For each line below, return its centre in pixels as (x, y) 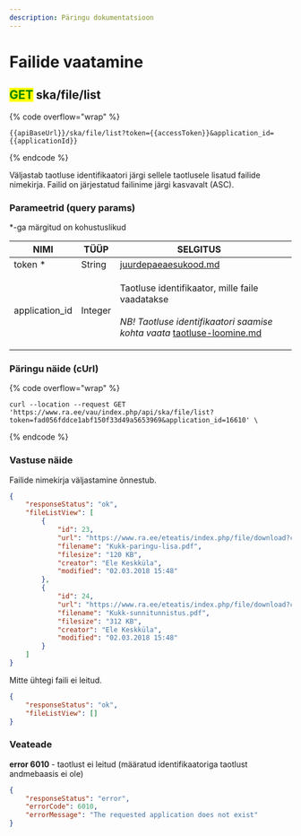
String (94, 264)
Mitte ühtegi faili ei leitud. (56, 680)
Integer (96, 310)
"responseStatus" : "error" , (77, 798)
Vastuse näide (41, 460)
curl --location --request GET (68, 405)
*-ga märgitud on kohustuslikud (68, 227)
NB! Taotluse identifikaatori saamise (196, 321)
